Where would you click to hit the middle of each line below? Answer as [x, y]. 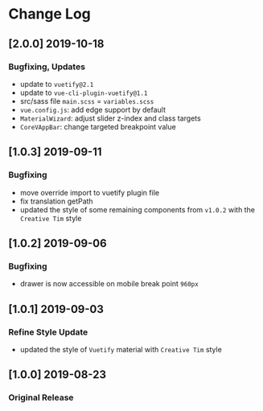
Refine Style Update [48, 332]
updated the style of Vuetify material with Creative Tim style [121, 349]
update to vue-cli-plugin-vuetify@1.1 [84, 92]
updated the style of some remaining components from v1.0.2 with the [138, 209]
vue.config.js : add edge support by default [93, 109]
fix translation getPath [57, 201]
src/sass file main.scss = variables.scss [87, 101]
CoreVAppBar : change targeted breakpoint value [98, 126]
